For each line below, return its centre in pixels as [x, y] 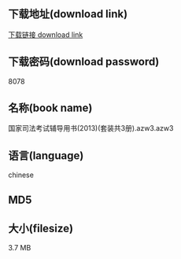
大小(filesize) [41, 229]
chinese [21, 175]
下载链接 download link [46, 35]
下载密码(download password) [84, 62]
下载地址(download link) [68, 14]
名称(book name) [50, 108]
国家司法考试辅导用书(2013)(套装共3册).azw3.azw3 [91, 128]
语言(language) [46, 155]
